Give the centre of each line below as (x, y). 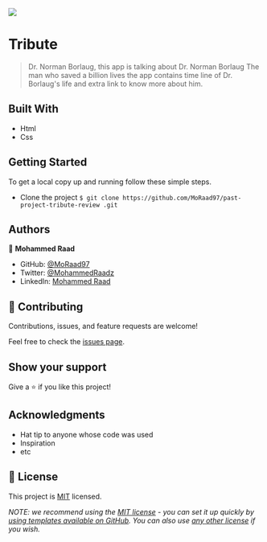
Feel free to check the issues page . (66, 342)
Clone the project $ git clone (69, 197)
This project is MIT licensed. (55, 496)
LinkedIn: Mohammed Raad (65, 281)
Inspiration (37, 443)
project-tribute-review (60, 205)
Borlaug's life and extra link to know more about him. (115, 84)
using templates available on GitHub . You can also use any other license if (132, 520)
